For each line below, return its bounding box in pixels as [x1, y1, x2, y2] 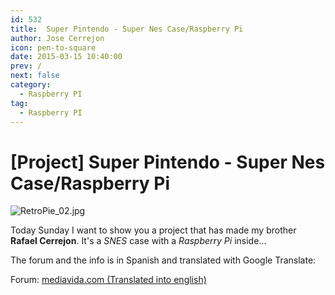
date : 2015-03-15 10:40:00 [10, 52, 123, 62]
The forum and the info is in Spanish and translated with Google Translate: [10, 254, 317, 266]
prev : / [10, 61, 43, 71]
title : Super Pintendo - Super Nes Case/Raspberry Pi [10, 24, 244, 34]
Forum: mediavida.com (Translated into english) [10, 274, 207, 286]
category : [10, 80, 52, 90]
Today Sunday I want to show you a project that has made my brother [10, 224, 297, 236]
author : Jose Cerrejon [10, 33, 105, 43]
